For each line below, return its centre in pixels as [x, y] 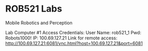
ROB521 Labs [34, 9]
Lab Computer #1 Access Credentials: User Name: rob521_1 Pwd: [73, 32]
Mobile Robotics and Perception [39, 23]
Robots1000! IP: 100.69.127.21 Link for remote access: [61, 38]
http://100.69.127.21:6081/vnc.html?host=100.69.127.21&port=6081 [74, 43]
